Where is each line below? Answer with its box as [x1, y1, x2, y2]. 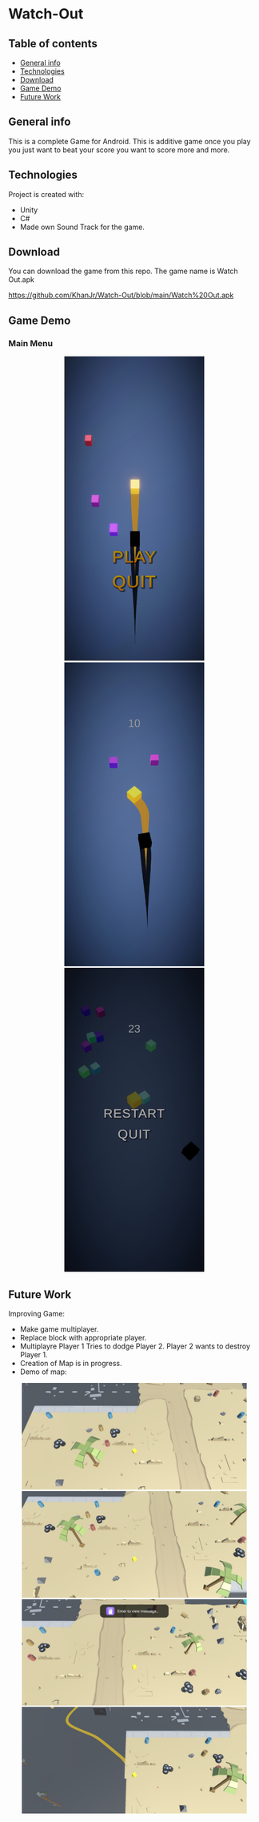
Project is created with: [8, 189, 85, 199]
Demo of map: [19, 1367, 67, 1377]
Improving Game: [8, 1309, 66, 1319]
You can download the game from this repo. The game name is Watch [8, 266, 238, 276]
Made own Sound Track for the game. [19, 222, 145, 232]
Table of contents [8, 37, 98, 50]
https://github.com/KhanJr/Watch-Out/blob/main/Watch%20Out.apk [8, 290, 234, 300]
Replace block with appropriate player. [19, 1333, 147, 1343]
